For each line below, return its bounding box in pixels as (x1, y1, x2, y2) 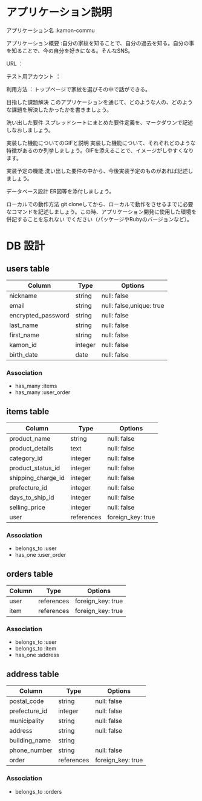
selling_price (9, 503, 45, 511)
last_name (9, 321, 39, 329)
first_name (9, 331, 40, 339)
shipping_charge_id (9, 474, 65, 482)
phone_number (9, 746, 53, 754)
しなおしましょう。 (6, 126, 54, 134)
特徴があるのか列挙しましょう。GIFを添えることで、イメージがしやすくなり (6, 146, 194, 154)
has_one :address (15, 651, 59, 659)
